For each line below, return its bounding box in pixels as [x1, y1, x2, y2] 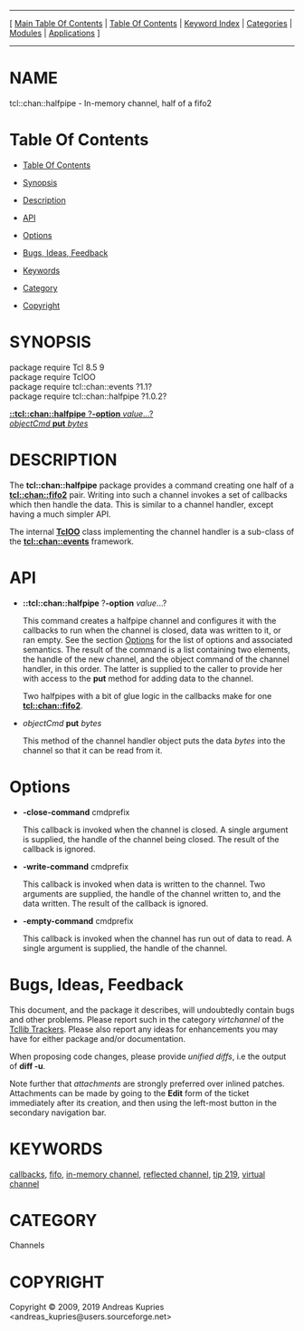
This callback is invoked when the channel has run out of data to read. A [22, 933, 292, 944]
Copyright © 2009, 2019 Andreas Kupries [9, 1302, 165, 1313]
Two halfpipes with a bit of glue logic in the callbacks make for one [22, 690, 272, 701]
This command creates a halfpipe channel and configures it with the [22, 615, 277, 626]
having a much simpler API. [9, 509, 111, 520]
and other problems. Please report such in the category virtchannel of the [9, 1014, 285, 1025]
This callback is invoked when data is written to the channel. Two [22, 879, 266, 889]
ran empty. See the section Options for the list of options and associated [22, 634, 293, 645]
